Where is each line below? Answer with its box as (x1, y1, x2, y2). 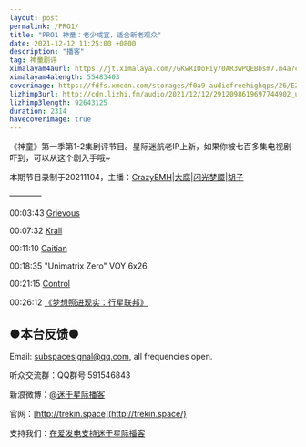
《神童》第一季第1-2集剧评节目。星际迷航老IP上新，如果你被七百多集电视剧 (9, 141, 291, 152)
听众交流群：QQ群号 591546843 (9, 370, 131, 381)
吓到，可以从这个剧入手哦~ (9, 152, 111, 164)
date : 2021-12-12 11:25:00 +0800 (9, 38, 137, 48)
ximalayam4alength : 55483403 (9, 73, 120, 82)
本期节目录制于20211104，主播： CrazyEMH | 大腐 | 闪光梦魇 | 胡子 (9, 172, 244, 183)
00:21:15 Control (9, 279, 71, 290)
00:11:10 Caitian (9, 243, 68, 254)
